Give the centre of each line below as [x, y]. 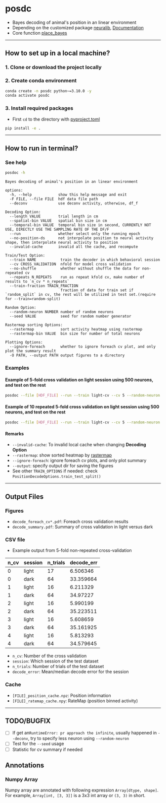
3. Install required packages [39, 108]
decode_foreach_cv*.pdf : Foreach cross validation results [70, 521]
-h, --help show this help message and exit [68, 195]
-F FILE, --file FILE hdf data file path [54, 199]
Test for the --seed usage [38, 744]
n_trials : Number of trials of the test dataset [58, 667]
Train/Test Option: [25, 256]
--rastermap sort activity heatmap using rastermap [76, 330]
